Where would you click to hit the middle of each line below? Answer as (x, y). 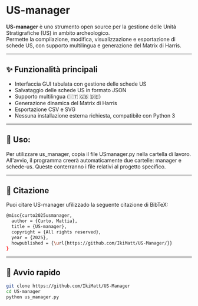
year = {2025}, (30, 237)
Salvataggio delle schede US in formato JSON (70, 90)
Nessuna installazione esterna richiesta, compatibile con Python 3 (95, 115)
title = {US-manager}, (39, 227)
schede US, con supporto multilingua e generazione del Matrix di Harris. (94, 45)
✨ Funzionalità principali (52, 69)
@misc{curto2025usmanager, (39, 216)
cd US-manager (24, 292)
